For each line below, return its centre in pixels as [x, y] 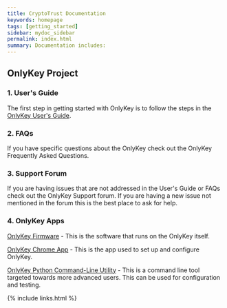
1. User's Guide [33, 93]
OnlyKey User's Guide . [39, 115]
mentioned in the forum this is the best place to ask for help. [92, 203]
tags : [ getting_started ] [43, 26]
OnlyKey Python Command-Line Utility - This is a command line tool [104, 270]
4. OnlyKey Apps [36, 221]
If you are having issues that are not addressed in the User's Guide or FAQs [114, 188]
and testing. [24, 285]
